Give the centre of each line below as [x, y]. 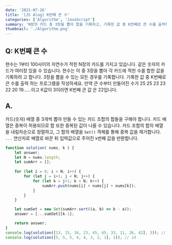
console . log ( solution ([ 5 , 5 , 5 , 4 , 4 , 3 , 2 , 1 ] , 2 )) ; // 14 [71, 237]
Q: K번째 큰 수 [26, 51]
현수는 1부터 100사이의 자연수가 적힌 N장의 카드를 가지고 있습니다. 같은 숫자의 [83, 64]
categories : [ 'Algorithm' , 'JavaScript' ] [50, 19]
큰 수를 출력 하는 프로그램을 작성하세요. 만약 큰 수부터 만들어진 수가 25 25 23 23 [85, 83]
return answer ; [31, 223]
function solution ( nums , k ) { [40, 148]
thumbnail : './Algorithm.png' [38, 29]
